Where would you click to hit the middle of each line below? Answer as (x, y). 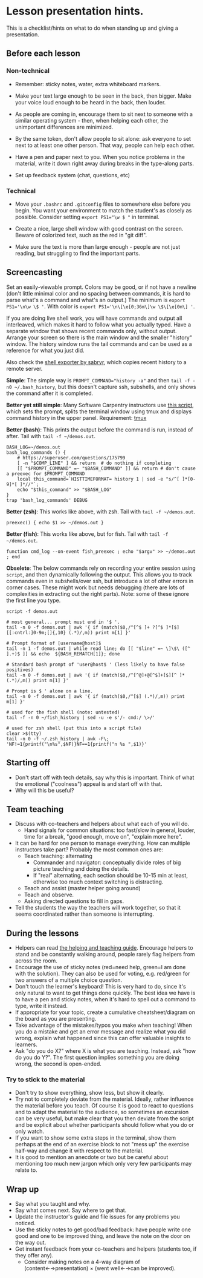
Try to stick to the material (46, 1080)
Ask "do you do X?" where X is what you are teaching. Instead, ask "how (105, 1051)
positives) (20, 670)
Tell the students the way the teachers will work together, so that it (98, 908)
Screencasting (34, 272)
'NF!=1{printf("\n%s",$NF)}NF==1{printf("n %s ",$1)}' (77, 744)
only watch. (29, 1131)
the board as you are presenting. (56, 1019)
